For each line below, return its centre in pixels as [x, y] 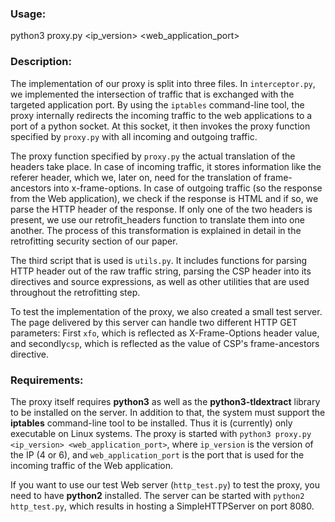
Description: [41, 62]
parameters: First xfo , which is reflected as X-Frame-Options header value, [165, 333]
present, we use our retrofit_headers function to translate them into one [157, 219]
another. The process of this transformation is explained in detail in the [156, 230]
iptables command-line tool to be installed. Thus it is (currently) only [151, 423]
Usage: [28, 14]
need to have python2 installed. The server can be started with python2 [157, 495]
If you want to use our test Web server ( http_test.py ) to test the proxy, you [165, 484]
